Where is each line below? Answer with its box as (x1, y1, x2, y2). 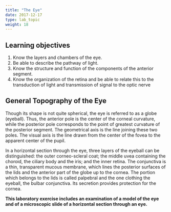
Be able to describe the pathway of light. (12, 60, 99, 66)
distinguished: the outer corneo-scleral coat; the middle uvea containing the (5, 152, 166, 159)
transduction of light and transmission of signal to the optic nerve (12, 82, 151, 88)
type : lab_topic (5, 17, 40, 22)
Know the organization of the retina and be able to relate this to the (12, 76, 154, 83)
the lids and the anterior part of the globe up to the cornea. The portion (5, 169, 155, 175)
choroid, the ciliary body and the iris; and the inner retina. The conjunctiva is (5, 158, 166, 164)
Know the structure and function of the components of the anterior (12, 65, 154, 72)
